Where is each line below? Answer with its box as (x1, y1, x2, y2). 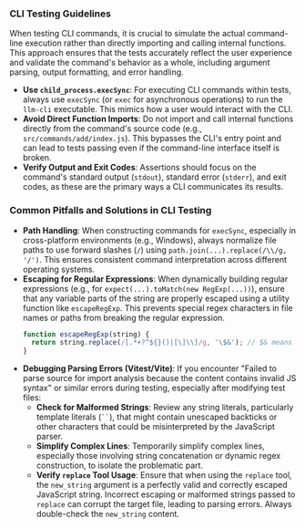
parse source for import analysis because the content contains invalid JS (22, 373, 297, 384)
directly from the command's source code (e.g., (22, 123, 202, 134)
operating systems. (22, 264, 96, 274)
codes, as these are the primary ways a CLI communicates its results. (22, 181, 284, 192)
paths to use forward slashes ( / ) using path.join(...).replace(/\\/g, (22, 244, 288, 255)
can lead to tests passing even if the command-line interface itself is (22, 142, 280, 153)
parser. (36, 431, 64, 442)
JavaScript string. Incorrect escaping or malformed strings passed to (36, 489, 296, 500)
